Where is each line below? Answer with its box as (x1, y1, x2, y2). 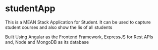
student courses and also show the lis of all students (5, 24, 112, 30)
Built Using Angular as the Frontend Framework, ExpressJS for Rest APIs (5, 34, 154, 40)
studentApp (5, 3, 55, 14)
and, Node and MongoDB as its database (5, 39, 89, 45)
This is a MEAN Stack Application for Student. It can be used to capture (5, 19, 151, 25)
